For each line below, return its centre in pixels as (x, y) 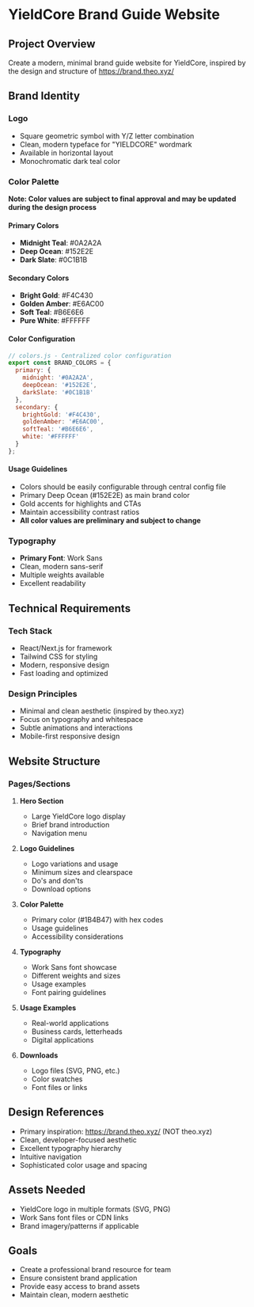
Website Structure (54, 761)
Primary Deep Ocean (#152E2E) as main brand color (104, 496)
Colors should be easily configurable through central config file (123, 487)
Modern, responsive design (64, 665)
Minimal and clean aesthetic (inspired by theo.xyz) (102, 711)
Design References (56, 1113)
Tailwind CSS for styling (59, 657)
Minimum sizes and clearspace (82, 872)
